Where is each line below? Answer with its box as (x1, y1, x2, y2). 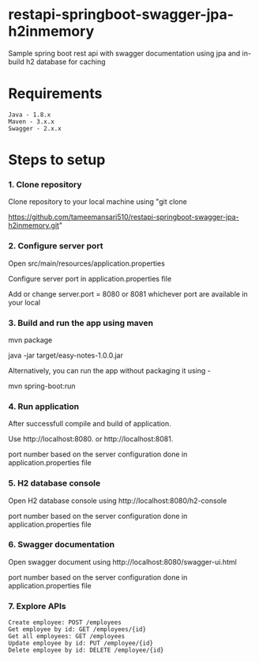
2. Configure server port (8, 240, 103, 252)
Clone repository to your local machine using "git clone (8, 197, 187, 206)
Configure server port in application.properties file (8, 274, 172, 283)
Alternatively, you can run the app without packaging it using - (8, 365, 211, 375)
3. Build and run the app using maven (8, 317, 154, 328)
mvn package (8, 335, 53, 345)
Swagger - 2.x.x (8, 124, 62, 132)
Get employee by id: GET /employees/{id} (8, 626, 147, 634)
